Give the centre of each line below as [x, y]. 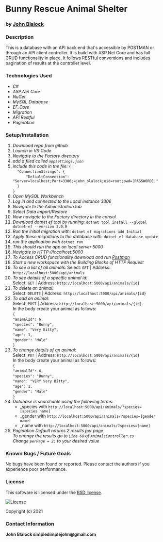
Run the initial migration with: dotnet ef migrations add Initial [77, 231]
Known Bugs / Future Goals [38, 453]
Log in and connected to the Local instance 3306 [62, 201]
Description [20, 37]
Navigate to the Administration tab [47, 206]
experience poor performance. [36, 469]
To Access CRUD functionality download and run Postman [71, 257]
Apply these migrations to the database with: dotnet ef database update [85, 237]
